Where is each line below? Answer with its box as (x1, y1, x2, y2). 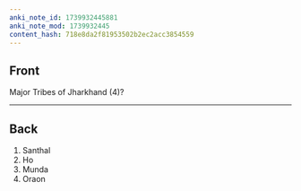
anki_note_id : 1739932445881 (9, 13, 118, 22)
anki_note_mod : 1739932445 (9, 22, 110, 30)
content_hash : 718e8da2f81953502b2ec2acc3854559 (9, 30, 194, 39)
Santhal (21, 145, 51, 155)
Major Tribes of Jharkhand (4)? (9, 87, 125, 98)
